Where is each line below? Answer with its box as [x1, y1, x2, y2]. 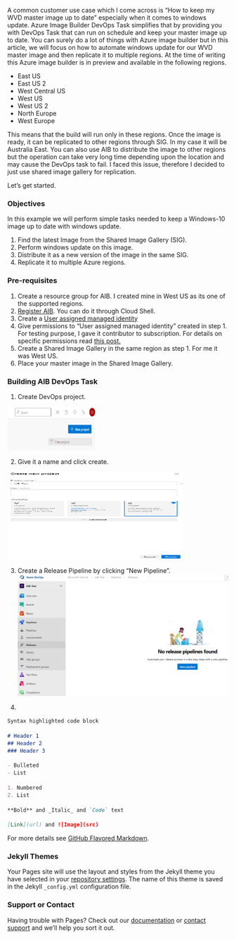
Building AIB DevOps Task [7, 376, 98, 386]
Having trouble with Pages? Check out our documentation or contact [7, 916, 206, 924]
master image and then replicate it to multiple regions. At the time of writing [7, 51, 226, 59]
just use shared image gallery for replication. [7, 168, 137, 176]
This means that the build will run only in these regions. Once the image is [7, 130, 221, 138]
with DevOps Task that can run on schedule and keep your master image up [7, 28, 227, 37]
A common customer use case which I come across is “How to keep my [7, 6, 216, 14]
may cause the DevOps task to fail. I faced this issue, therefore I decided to [7, 160, 225, 168]
